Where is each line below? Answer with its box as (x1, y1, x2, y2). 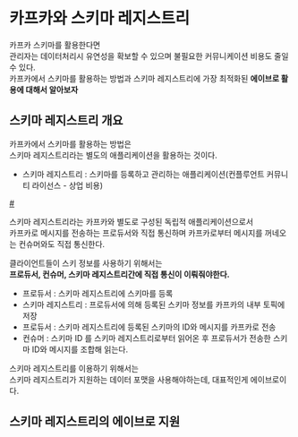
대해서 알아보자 (25, 84, 79, 95)
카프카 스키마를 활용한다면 (9, 39, 101, 50)
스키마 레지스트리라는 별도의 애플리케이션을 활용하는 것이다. (9, 150, 217, 160)
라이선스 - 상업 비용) (31, 180, 104, 191)
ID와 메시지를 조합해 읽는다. (31, 344, 129, 355)
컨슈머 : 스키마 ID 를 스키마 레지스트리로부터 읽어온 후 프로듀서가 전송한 (21, 332, 271, 343)
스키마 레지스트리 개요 (9, 113, 123, 128)
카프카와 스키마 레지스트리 (9, 8, 191, 29)
